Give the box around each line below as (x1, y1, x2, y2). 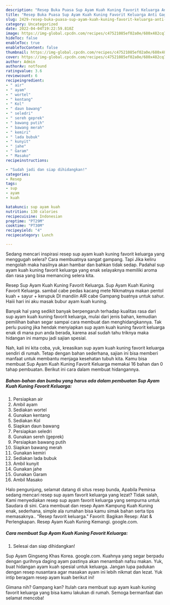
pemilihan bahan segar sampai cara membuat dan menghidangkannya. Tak (6, 319, 162, 325)
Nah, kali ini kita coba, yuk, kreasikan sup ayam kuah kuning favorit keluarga (6, 344, 164, 351)
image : (6, 31, 20, 36)
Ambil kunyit (13, 460, 39, 466)
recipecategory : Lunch (6, 233, 53, 238)
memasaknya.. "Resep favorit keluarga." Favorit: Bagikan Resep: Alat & (6, 513, 152, 519)
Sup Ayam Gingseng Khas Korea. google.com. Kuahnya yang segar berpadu (6, 552, 164, 559)
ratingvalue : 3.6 (6, 69, 42, 74)
